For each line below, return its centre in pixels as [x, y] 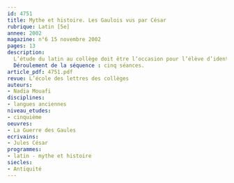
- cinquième [24, 117]
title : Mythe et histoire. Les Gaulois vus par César [87, 20]
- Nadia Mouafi [29, 91]
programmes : [24, 150]
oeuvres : [20, 124]
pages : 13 [22, 46]
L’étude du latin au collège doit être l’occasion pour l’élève [109, 59]
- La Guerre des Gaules [42, 130]
